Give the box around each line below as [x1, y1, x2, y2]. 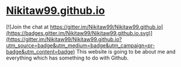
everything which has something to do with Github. [6, 54, 129, 61]
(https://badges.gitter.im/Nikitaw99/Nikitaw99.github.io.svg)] [6, 29, 153, 36]
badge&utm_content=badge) [6, 48, 75, 55]
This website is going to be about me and [76, 48, 176, 55]
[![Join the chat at [6, 23, 49, 30]
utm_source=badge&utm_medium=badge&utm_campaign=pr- [6, 42, 155, 49]
